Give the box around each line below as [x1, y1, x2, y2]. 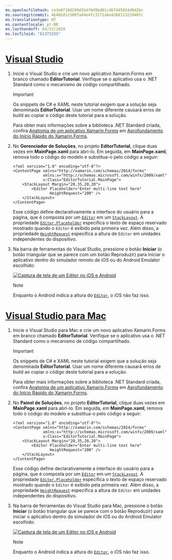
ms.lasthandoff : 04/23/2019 [5, 27, 66, 32]
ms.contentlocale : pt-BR [5, 22, 59, 27]
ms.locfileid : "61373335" [5, 31, 61, 36]
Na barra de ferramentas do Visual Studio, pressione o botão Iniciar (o [12, 246, 162, 252]
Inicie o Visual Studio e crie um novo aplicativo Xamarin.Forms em [12, 70, 152, 76]
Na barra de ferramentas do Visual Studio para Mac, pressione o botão [12, 503, 163, 509]
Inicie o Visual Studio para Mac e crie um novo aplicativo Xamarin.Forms [12, 327, 166, 333]
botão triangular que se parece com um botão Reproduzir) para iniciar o [12, 251, 165, 257]
